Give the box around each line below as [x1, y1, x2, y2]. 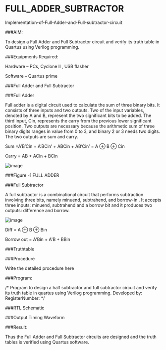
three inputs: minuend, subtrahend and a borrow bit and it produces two [5, 202, 153, 208]
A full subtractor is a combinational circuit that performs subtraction [5, 191, 144, 197]
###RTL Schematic [5, 305, 45, 311]
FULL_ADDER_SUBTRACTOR [5, 3, 124, 14]
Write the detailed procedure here [5, 265, 74, 271]
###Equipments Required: [5, 53, 58, 60]
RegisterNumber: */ [5, 295, 45, 301]
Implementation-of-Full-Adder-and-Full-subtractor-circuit [5, 19, 123, 25]
